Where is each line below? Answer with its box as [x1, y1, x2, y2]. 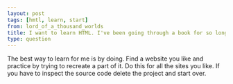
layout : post [7, 10, 45, 17]
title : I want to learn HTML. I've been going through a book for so [7, 29, 213, 36]
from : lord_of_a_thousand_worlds [7, 23, 104, 30]
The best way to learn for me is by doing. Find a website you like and [7, 54, 204, 63]
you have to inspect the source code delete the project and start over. [7, 70, 207, 78]
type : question [7, 36, 51, 43]
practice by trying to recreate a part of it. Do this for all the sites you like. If [7, 62, 220, 70]
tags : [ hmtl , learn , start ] [7, 17, 89, 23]
